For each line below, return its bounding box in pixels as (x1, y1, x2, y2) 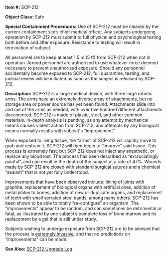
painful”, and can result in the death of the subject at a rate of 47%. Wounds (5, 159, 162, 164)
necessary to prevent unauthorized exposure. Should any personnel (5, 65, 145, 71)
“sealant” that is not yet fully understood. (5, 169, 89, 175)
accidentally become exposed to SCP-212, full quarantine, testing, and (5, 70, 150, 76)
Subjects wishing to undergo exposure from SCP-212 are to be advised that (5, 226, 160, 232)
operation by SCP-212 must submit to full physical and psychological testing (5, 34, 162, 40)
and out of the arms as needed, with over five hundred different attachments (5, 107, 163, 112)
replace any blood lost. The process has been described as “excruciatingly (5, 153, 159, 159)
